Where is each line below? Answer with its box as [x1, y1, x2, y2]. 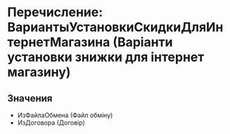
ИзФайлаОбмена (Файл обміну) [17, 111, 113, 119]
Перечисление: [7, 4, 103, 20]
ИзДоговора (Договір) [17, 118, 86, 127]
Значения [7, 92, 53, 104]
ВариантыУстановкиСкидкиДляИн [7, 19, 224, 35]
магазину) [7, 64, 71, 80]
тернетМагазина [7, 35, 110, 50]
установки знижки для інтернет [7, 49, 205, 66]
